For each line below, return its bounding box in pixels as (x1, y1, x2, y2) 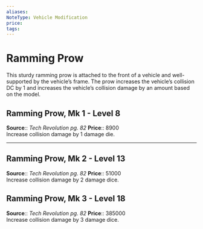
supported (6, 78, 32, 85)
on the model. (6, 91, 41, 98)
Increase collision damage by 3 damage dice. (6, 216, 119, 223)
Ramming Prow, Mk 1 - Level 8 (6, 108, 121, 118)
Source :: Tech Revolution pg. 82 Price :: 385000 (6, 209, 126, 217)
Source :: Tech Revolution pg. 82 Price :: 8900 (6, 124, 120, 131)
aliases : (6, 8, 28, 15)
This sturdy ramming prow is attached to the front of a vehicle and (6, 72, 171, 79)
